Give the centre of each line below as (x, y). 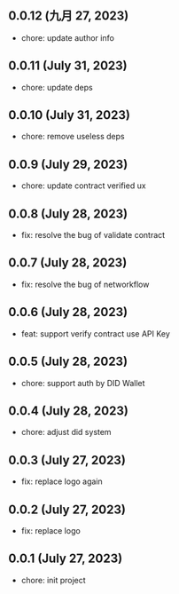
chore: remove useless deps (73, 137)
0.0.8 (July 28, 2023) (68, 214)
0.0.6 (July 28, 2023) (68, 312)
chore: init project (53, 580)
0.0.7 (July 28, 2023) (68, 263)
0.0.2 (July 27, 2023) (67, 509)
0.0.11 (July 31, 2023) (68, 66)
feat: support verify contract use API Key (95, 333)
